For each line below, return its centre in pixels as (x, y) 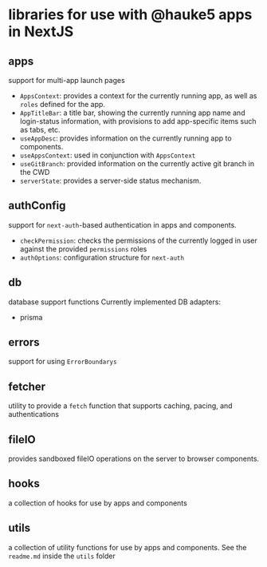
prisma (31, 317)
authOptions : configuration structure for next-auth (102, 257)
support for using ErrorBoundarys (63, 362)
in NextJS (41, 32)
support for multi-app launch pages (67, 80)
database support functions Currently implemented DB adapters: (115, 302)
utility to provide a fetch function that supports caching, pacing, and (120, 406)
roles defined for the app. (63, 104)
